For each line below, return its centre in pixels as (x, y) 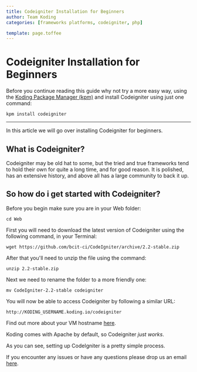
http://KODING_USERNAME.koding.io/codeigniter (64, 312)
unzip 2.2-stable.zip (33, 269)
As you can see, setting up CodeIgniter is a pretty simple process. (86, 346)
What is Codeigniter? (45, 149)
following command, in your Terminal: (52, 236)
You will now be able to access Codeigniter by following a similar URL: (91, 301)
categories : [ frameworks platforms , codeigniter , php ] (74, 22)
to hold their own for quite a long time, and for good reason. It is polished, (95, 169)
